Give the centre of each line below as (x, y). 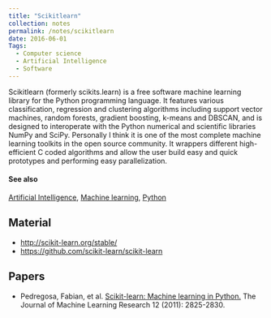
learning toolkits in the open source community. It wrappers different (123, 144)
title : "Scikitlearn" (45, 16)
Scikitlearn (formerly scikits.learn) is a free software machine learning (125, 92)
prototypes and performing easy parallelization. (88, 161)
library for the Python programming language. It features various (116, 100)
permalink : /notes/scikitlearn (61, 31)
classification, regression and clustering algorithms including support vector (135, 109)
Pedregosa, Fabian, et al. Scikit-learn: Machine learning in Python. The (138, 296)
